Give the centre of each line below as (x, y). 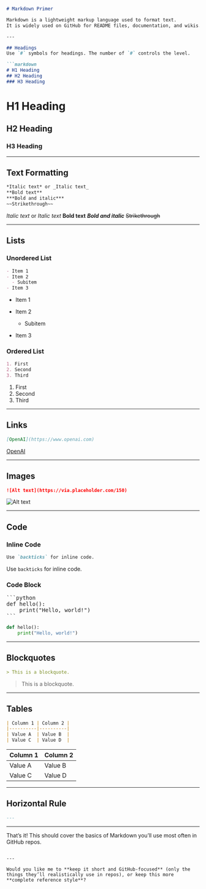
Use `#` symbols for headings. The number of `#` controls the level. (98, 53)
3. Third (17, 375)
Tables (19, 709)
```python (21, 598)
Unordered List (29, 258)
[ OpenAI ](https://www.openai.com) (51, 439)
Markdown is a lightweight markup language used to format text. (91, 20)
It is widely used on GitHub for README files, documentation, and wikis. (104, 25)
